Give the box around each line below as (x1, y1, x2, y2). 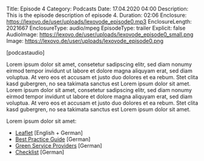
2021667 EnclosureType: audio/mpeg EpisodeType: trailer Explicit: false (6, 24, 186, 31)
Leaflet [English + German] (15, 130, 83, 136)
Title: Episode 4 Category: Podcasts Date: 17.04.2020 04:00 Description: (6, 5, 189, 12)
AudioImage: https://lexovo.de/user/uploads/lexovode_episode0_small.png (6, 31, 194, 38)
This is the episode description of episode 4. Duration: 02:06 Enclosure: (6, 11, 187, 19)
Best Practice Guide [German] (15, 136, 91, 143)
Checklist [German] (15, 148, 65, 156)
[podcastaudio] (6, 49, 45, 56)
